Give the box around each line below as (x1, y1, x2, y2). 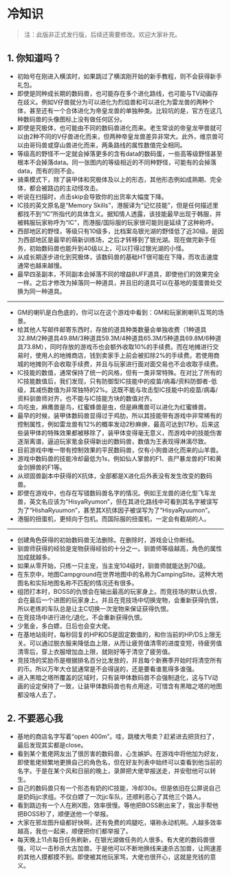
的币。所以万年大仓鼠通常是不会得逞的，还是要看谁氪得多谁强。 (16, 665, 198, 673)
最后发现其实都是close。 (16, 740, 87, 749)
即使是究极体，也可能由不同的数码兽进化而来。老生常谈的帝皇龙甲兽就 (16, 123, 217, 131)
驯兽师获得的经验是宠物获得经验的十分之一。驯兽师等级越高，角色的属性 (16, 544, 222, 553)
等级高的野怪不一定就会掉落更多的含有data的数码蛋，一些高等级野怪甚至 (16, 149, 223, 158)
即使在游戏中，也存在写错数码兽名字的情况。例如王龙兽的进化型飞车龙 (16, 489, 217, 497)
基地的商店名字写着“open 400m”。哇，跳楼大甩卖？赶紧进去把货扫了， (16, 732, 219, 740)
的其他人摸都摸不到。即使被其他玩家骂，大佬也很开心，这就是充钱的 (16, 853, 210, 861)
